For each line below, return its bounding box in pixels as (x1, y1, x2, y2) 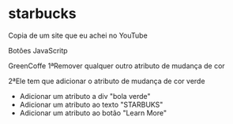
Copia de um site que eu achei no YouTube (8, 31, 148, 40)
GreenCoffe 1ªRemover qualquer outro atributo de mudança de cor (8, 60, 225, 71)
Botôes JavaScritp (8, 46, 69, 55)
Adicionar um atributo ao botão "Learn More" (19, 108, 167, 118)
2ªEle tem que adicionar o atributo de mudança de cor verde (8, 76, 205, 86)
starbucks (8, 5, 77, 23)
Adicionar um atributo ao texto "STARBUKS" (19, 100, 163, 109)
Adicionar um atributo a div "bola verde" (19, 91, 151, 100)
